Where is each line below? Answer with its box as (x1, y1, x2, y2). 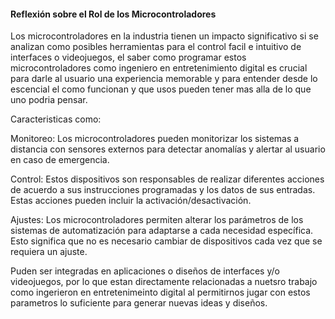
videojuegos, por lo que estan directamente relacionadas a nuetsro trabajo (10, 276, 318, 288)
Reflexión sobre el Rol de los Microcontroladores (10, 8, 217, 20)
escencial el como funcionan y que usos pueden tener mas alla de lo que (10, 83, 312, 95)
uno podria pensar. (10, 94, 88, 106)
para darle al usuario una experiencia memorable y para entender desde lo (10, 73, 318, 85)
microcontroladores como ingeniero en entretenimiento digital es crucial (10, 62, 308, 74)
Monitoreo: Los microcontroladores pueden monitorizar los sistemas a (10, 133, 300, 145)
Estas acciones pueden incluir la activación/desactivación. (10, 195, 252, 207)
